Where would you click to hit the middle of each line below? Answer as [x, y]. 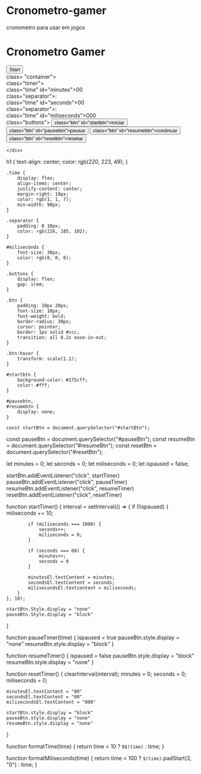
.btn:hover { [23, 353]
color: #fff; [34, 385]
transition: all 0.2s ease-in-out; [62, 338]
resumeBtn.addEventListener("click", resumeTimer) [70, 488]
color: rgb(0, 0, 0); [44, 258]
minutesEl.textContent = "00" [44, 691]
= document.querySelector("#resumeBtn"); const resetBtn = [82, 445]
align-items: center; [44, 183]
